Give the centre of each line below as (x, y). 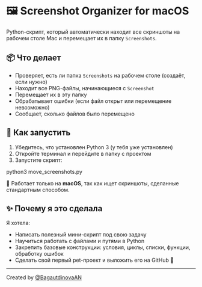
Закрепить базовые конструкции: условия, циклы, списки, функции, (103, 247)
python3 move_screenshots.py (44, 171)
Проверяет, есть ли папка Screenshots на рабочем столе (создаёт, (100, 75)
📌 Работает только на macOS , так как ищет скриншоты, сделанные (93, 183)
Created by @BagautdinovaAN (44, 277)
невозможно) (32, 107)
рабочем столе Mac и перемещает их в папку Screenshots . (82, 38)
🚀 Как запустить (38, 133)
